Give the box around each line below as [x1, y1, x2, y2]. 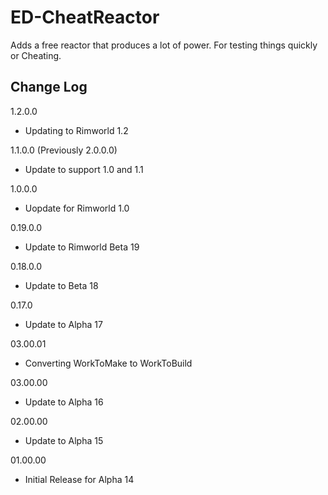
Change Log [10, 79, 88, 96]
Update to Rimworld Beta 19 [24, 241, 140, 253]
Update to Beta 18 [24, 279, 99, 291]
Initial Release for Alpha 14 [24, 473, 135, 485]
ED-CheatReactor [10, 6, 160, 29]
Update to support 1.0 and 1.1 [24, 163, 144, 175]
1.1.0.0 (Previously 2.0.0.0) [10, 144, 118, 156]
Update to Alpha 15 [24, 434, 104, 446]
